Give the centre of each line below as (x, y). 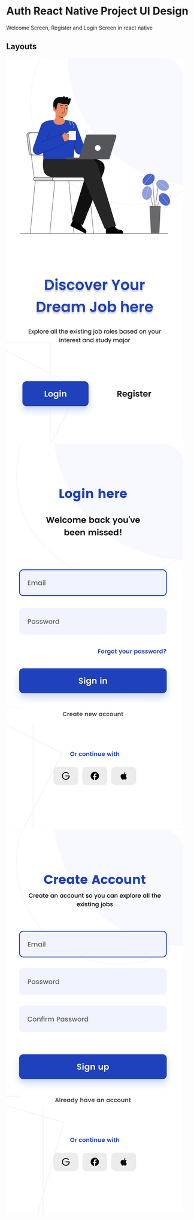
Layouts (22, 47)
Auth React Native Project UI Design (97, 11)
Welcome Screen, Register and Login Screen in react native (79, 28)
